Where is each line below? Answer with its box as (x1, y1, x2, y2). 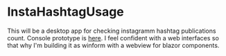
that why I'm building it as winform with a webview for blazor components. (7, 41, 220, 49)
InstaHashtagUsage (7, 4, 125, 20)
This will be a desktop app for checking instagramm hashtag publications (7, 27, 216, 35)
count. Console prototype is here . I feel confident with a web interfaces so (7, 33, 220, 42)
